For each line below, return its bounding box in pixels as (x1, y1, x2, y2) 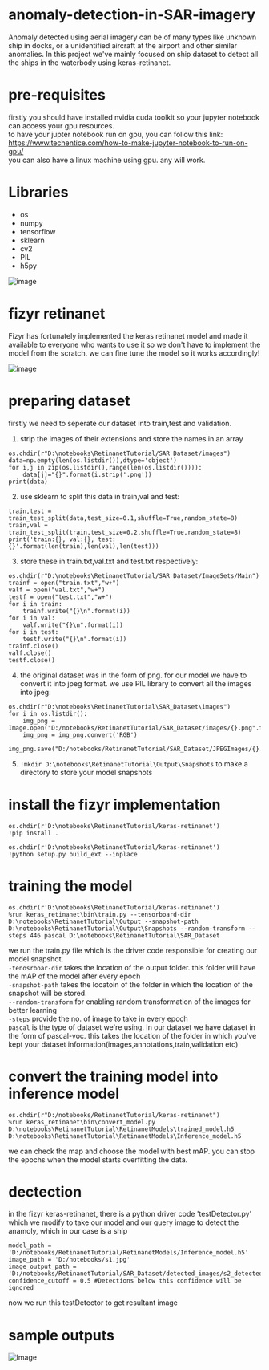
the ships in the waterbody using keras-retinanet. (8, 58, 171, 67)
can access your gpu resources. (8, 120, 114, 130)
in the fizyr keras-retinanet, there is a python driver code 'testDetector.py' (8, 1209, 252, 1219)
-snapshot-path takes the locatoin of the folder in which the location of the (8, 979, 254, 989)
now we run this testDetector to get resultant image (8, 1298, 179, 1307)
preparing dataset (8, 392, 130, 410)
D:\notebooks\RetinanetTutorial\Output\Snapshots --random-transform (8, 925, 246, 933)
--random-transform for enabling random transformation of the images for (8, 997, 251, 1006)
